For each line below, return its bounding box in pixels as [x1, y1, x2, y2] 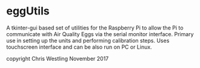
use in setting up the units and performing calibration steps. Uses [6, 37, 170, 44]
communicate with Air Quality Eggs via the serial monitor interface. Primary [6, 30, 194, 37]
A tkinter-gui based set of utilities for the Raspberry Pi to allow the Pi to [6, 24, 184, 31]
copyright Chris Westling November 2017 [6, 55, 109, 62]
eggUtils [6, 4, 50, 18]
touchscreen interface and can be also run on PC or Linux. [6, 43, 153, 51]
